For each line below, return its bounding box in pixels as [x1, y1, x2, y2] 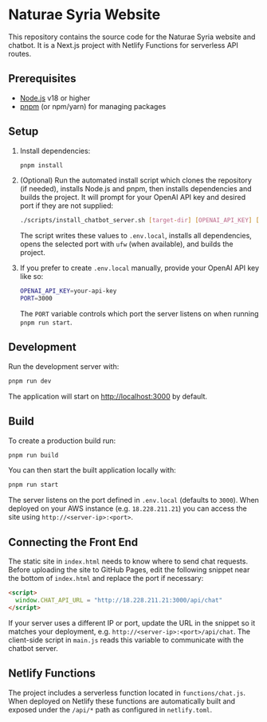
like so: [19, 272, 44, 281]
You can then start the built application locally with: [8, 465, 177, 475]
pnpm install [19, 161, 64, 169]
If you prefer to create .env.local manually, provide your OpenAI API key [19, 263, 260, 273]
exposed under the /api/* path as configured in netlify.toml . [8, 704, 213, 714]
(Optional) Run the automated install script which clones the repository [19, 175, 253, 185]
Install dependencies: [19, 146, 91, 155]
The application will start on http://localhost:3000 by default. [8, 391, 208, 401]
